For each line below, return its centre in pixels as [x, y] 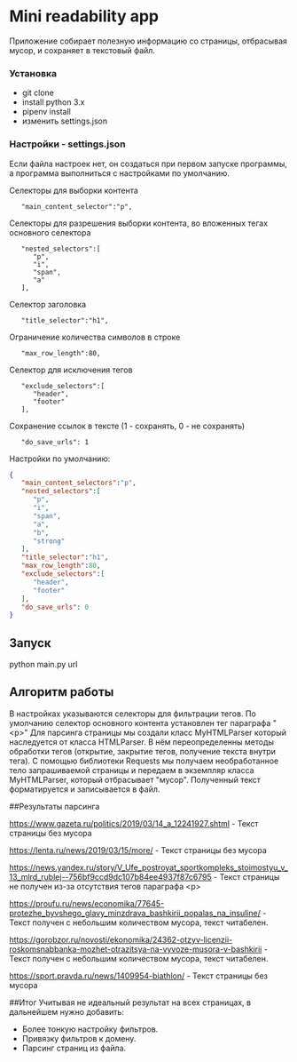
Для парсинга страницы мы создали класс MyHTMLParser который [158, 732]
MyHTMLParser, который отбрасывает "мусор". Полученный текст [135, 779]
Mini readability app [84, 16]
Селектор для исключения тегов [71, 370]
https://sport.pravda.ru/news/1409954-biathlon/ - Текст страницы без [139, 976]
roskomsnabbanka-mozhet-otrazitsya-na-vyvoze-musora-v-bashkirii [136, 949]
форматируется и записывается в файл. [85, 789]
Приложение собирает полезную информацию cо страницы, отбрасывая [148, 41]
